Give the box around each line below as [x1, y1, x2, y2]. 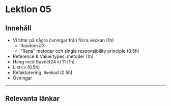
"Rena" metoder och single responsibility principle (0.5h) [20, 48, 139, 54]
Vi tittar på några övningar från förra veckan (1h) [12, 37, 114, 43]
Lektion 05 [5, 4, 52, 15]
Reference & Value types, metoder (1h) [12, 53, 94, 59]
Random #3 [20, 43, 45, 49]
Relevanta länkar [5, 94, 60, 103]
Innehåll [5, 24, 32, 32]
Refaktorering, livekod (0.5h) [12, 69, 73, 76]
